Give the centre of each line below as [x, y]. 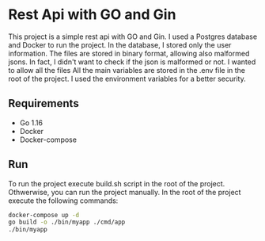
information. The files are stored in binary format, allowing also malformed [129, 53]
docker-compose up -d [44, 215]
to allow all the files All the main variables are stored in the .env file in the [127, 70]
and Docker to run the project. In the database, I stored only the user [120, 44]
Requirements [44, 103]
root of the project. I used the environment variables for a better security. [127, 78]
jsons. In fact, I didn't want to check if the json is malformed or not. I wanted [132, 62]
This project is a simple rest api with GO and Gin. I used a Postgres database [133, 36]
